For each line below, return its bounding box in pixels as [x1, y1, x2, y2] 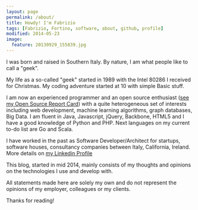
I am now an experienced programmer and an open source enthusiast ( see [6, 93, 189, 101]
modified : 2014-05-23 [6, 31, 60, 37]
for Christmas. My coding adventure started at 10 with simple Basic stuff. [6, 82, 184, 89]
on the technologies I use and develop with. [6, 167, 113, 174]
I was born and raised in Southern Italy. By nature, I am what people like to [6, 58, 188, 65]
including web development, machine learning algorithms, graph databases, [6, 106, 192, 114]
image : [6, 36, 23, 42]
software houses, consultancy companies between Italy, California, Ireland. [6, 143, 190, 151]
